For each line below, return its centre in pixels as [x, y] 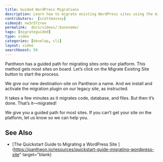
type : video [17, 37]
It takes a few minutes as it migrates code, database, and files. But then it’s [80, 98]
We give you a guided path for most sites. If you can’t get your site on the [78, 112]
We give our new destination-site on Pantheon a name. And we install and [79, 83]
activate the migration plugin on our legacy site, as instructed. [67, 88]
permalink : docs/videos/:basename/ [42, 28]
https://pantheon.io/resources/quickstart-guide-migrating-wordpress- [84, 149]
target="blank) [37, 155]
